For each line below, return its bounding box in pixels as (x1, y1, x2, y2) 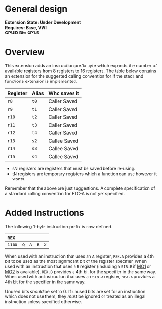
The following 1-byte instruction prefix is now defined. (5, 223, 113, 229)
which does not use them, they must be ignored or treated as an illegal (5, 293, 146, 299)
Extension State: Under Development (5, 19, 81, 25)
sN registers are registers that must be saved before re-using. (12, 165, 135, 171)
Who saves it (48, 90, 79, 97)
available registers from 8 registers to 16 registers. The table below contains (5, 68, 156, 74)
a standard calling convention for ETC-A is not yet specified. (5, 190, 125, 196)
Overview (5, 47, 45, 58)
